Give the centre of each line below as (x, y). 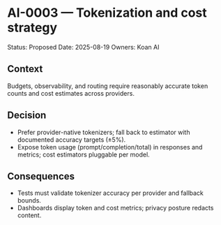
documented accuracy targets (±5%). (71, 139)
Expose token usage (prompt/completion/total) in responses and (110, 147)
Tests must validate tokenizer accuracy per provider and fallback (110, 193)
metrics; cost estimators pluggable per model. (83, 154)
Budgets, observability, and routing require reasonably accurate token (108, 86)
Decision (27, 116)
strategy (32, 28)
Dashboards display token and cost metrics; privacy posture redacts (115, 208)
